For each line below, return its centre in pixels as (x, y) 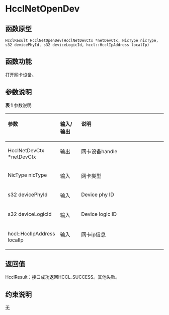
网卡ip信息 (94, 234)
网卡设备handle (99, 151)
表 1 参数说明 (18, 105)
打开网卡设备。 (21, 75)
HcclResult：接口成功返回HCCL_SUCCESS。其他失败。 (62, 277)
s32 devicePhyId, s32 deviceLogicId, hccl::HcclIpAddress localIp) (77, 45)
